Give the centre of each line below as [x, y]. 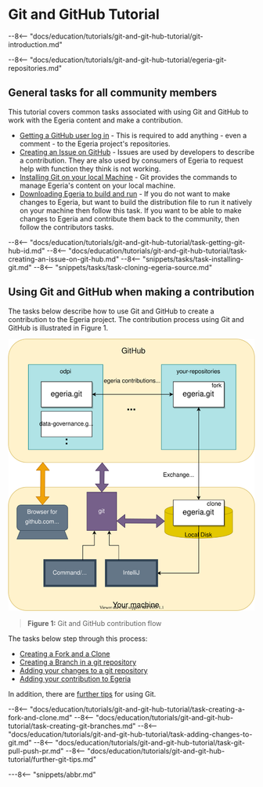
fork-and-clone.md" [40, 717]
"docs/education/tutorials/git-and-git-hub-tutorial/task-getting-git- [138, 242]
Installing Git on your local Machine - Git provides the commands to [128, 177]
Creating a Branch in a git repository [78, 662]
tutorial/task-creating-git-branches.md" [72, 726]
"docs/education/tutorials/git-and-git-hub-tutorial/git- [117, 36]
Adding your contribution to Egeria [75, 679]
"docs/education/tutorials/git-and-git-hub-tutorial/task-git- [150, 742]
